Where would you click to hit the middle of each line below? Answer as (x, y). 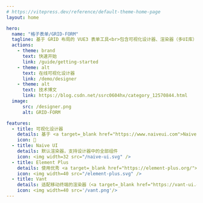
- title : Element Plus (40, 162)
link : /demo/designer (50, 79)
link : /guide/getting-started (60, 62)
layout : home (23, 17)
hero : (13, 28)
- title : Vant (29, 179)
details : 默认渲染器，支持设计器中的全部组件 (68, 151)
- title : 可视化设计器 (37, 129)
